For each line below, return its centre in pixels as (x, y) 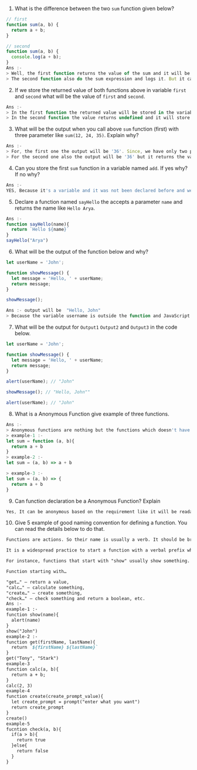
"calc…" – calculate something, (45, 587)
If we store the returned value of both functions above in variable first (100, 90)
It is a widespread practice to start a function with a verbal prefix (95, 550)
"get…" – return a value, (38, 582)
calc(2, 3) (19, 686)
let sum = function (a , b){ (40, 441)
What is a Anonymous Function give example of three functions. (92, 414)
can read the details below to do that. (60, 529)
